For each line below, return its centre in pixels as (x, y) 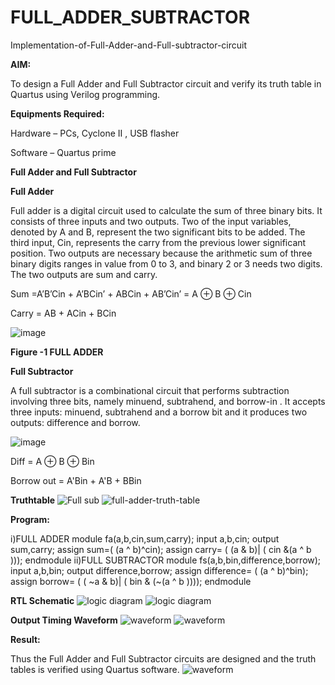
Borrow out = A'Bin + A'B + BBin (76, 480)
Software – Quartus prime (63, 152)
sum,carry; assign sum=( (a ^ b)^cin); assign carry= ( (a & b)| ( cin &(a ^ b (161, 549)
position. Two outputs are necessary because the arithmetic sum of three (161, 253)
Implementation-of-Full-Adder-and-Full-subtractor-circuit (129, 45)
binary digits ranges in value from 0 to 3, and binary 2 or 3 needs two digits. (166, 263)
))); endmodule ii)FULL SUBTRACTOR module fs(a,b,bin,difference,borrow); (166, 560)
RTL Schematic (42, 600)
